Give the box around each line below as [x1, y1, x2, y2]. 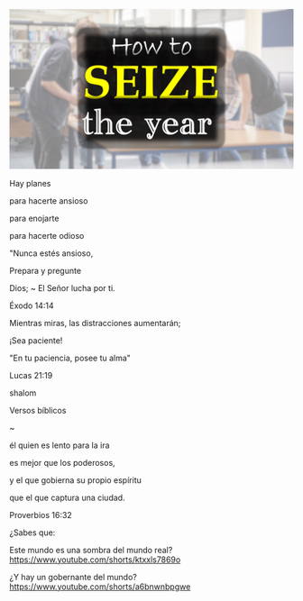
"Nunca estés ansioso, [9, 248, 94, 259]
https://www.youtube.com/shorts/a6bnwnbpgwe [9, 581, 191, 592]
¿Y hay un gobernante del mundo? [9, 571, 137, 582]
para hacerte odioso [9, 230, 85, 241]
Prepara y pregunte [9, 265, 82, 276]
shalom [9, 387, 37, 398]
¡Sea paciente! [9, 334, 63, 346]
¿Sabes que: [9, 527, 56, 538]
